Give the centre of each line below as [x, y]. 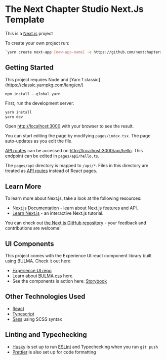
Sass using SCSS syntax [37, 319]
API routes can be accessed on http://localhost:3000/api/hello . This [74, 151]
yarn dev [14, 117]
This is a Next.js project [29, 33]
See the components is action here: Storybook [60, 281]
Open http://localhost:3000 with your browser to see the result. [70, 126]
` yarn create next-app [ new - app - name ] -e [48, 52]
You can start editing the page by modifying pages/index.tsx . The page [78, 136]
